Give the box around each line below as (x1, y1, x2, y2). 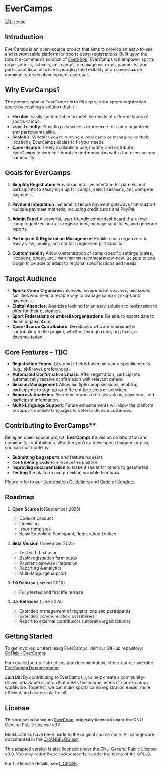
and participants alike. (12, 129, 57, 135)
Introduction (5, 33, 44, 41)
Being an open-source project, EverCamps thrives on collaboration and (5, 434, 148, 440)
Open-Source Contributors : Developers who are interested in (12, 324, 136, 329)
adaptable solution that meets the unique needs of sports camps (20, 680, 149, 685)
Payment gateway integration (19, 560, 78, 566)
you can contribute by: (5, 445, 50, 450)
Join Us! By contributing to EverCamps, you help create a (5, 674, 120, 680)
